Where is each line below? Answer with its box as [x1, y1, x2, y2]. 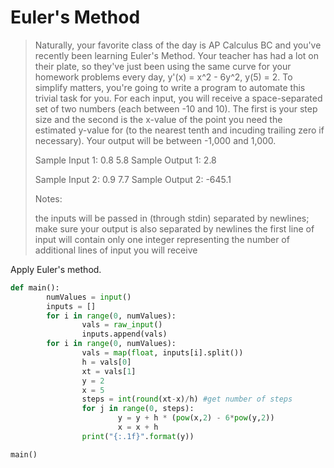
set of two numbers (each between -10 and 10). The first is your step [34, 102, 318, 115]
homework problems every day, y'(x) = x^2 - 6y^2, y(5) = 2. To [34, 71, 293, 83]
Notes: [34, 192, 63, 205]
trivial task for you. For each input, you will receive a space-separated [34, 92, 323, 104]
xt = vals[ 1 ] [81, 366, 137, 376]
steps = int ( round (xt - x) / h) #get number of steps [81, 394, 293, 405]
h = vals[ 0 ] [81, 357, 132, 367]
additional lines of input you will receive [34, 244, 198, 256]
